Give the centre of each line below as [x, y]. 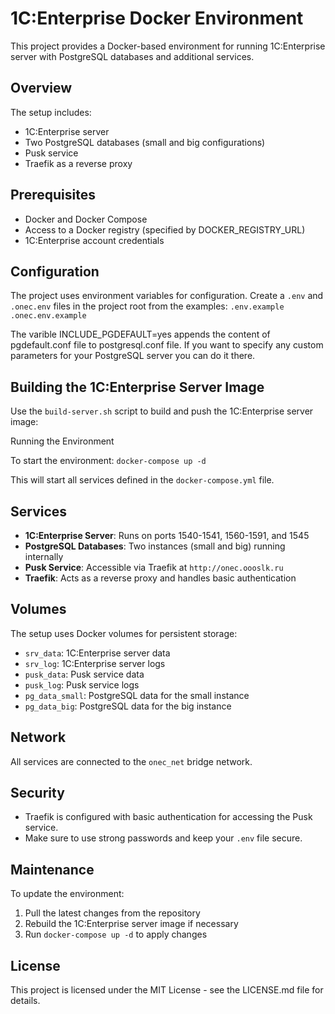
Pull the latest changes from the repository [112, 913]
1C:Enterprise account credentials [94, 240]
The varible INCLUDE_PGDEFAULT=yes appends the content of [140, 334]
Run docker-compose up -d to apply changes [116, 934]
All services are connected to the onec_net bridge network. [131, 761]
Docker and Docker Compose [86, 219]
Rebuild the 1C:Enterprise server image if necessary [131, 924]
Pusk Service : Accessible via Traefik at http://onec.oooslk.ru [154, 567]
